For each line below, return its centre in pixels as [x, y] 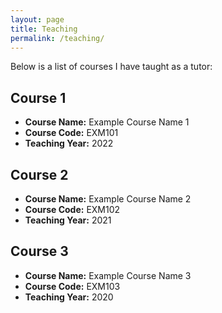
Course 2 [39, 174]
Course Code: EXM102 [72, 209]
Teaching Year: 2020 [69, 297]
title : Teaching [44, 29]
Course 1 [38, 97]
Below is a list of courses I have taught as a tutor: [111, 67]
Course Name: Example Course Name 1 [107, 122]
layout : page [37, 19]
